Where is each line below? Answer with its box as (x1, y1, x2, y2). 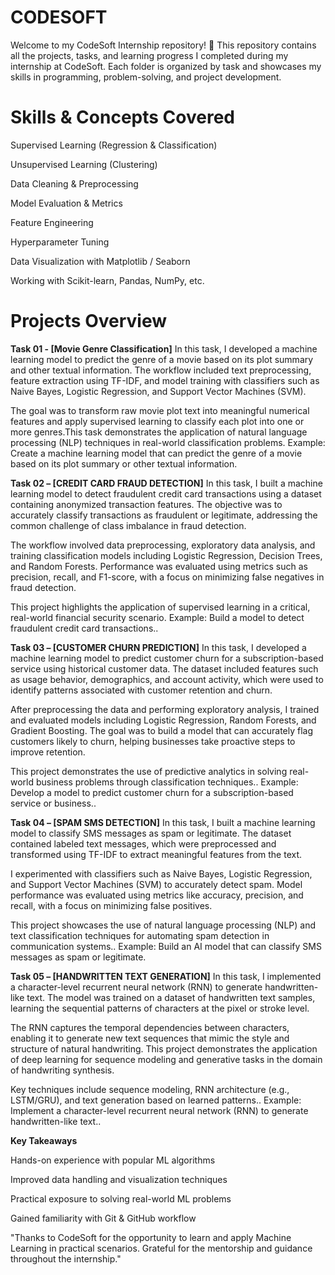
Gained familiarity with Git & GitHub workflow (10, 1212, 197, 1224)
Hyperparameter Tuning (10, 236, 110, 248)
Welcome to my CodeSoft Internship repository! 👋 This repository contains (10, 39, 317, 51)
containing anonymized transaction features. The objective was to (10, 498, 283, 510)
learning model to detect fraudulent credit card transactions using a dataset (10, 487, 322, 500)
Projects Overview (10, 310, 167, 333)
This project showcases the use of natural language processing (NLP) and (10, 919, 317, 931)
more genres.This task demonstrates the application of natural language (10, 426, 308, 438)
